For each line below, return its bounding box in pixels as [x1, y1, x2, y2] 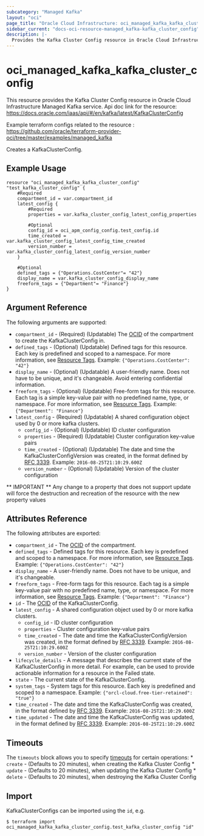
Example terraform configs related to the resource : [6, 121, 135, 128]
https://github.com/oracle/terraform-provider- [6, 127, 121, 134]
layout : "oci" [6, 15, 42, 21]
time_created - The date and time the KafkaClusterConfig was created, [15, 700, 193, 708]
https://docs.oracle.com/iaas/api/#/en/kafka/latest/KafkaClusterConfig [6, 109, 183, 116]
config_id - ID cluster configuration [24, 619, 114, 626]
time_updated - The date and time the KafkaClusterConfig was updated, [15, 714, 194, 721]
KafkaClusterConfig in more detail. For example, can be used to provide [15, 663, 195, 671]
